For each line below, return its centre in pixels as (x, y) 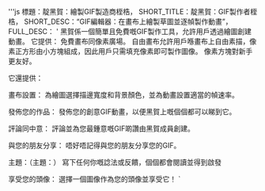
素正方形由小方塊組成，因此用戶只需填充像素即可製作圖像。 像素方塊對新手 (131, 51)
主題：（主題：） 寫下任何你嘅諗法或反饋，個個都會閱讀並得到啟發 (115, 162)
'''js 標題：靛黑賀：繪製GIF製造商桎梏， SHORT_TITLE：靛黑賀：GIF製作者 (129, 11)
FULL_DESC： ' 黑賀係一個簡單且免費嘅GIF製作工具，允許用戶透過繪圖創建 (130, 31)
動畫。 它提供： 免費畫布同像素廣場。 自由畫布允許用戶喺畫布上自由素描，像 (132, 41)
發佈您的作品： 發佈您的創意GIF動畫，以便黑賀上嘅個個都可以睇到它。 (122, 112)
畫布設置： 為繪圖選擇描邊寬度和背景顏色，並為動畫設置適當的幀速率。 (123, 95)
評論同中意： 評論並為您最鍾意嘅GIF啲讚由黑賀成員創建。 (102, 128)
